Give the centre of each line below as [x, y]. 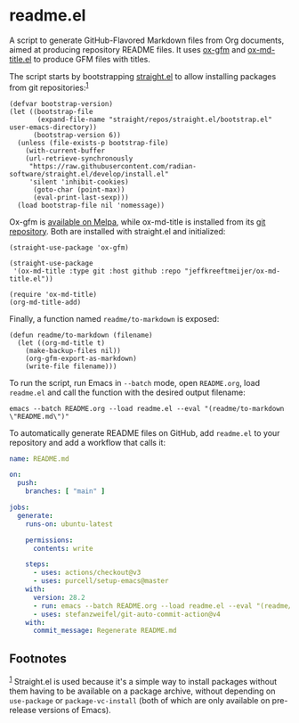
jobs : [19, 508]
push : [28, 483]
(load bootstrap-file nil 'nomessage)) [91, 205]
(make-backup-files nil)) [73, 350]
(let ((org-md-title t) [61, 343]
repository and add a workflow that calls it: [88, 442]
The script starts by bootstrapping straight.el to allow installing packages [143, 76]
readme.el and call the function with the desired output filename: [128, 392]
